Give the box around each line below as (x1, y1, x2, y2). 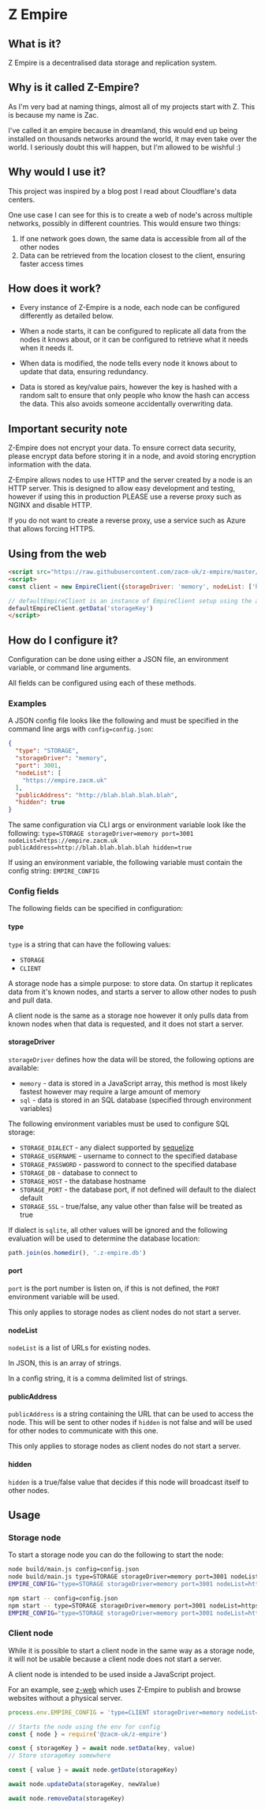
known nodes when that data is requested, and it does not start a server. (8, 1018, 244, 1029)
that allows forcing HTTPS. (8, 524, 95, 534)
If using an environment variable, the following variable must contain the (8, 858, 243, 867)
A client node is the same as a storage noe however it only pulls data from (8, 1011, 248, 1020)
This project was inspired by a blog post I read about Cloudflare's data (8, 186, 237, 195)
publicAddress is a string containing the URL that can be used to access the (8, 1409, 254, 1419)
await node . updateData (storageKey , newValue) (8, 1781, 160, 1789)
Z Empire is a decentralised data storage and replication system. (8, 58, 218, 67)
